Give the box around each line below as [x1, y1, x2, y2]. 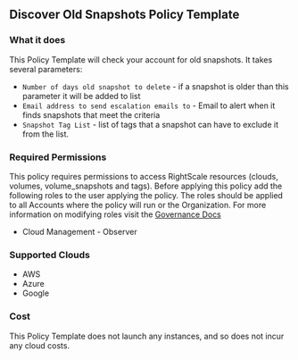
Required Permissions [9, 151, 107, 163]
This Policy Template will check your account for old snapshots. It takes [9, 54, 273, 65]
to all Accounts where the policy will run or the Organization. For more [9, 199, 267, 210]
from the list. [21, 129, 70, 139]
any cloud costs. [9, 339, 70, 351]
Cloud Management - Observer [21, 226, 137, 237]
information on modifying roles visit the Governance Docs [9, 209, 221, 220]
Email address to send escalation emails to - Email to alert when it [21, 100, 276, 111]
